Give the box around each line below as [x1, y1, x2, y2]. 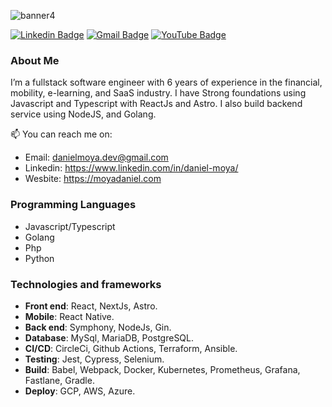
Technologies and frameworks [10, 277, 162, 291]
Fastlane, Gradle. [24, 374, 95, 386]
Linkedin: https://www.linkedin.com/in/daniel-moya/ [24, 162, 239, 174]
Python [24, 252, 55, 264]
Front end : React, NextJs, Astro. [24, 300, 158, 312]
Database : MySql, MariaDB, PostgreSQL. [24, 331, 195, 344]
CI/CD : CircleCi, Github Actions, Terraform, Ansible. [24, 342, 238, 354]
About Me [10, 53, 60, 67]
